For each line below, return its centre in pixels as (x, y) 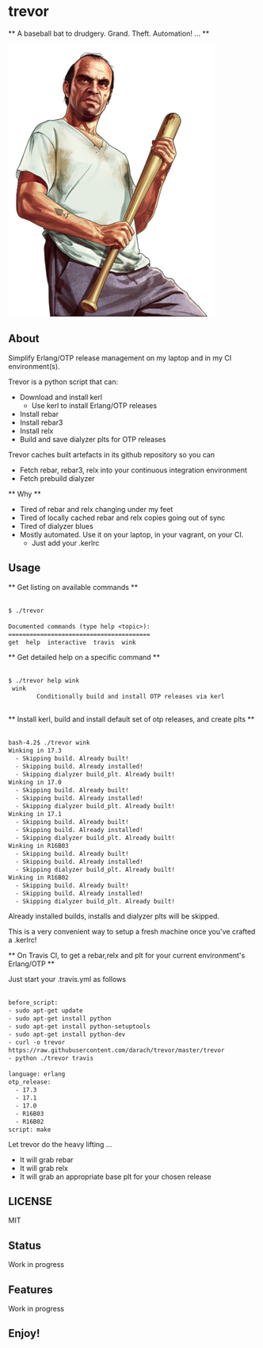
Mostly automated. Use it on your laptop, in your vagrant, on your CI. (131, 534)
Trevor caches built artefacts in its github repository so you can (112, 454)
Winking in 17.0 (35, 782)
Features (30, 1290)
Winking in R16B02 (38, 877)
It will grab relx (44, 1168)
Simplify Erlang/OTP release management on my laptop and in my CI (120, 358)
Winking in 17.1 (35, 814)
